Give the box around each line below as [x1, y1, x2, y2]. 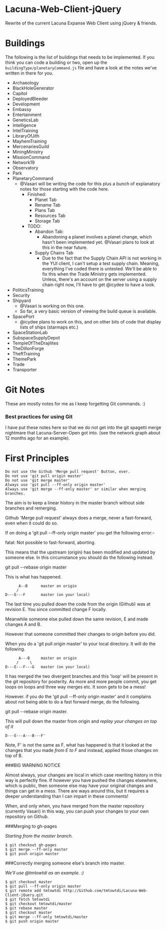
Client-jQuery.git [5, 892, 43, 898]
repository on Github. [5, 813, 49, 819]
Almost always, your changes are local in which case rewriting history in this [5, 772, 162, 778]
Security [12, 292, 30, 298]
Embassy [12, 106, 31, 112]
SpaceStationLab [12, 329, 48, 335]
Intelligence [12, 122, 36, 128]
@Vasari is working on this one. [19, 302, 85, 308]
